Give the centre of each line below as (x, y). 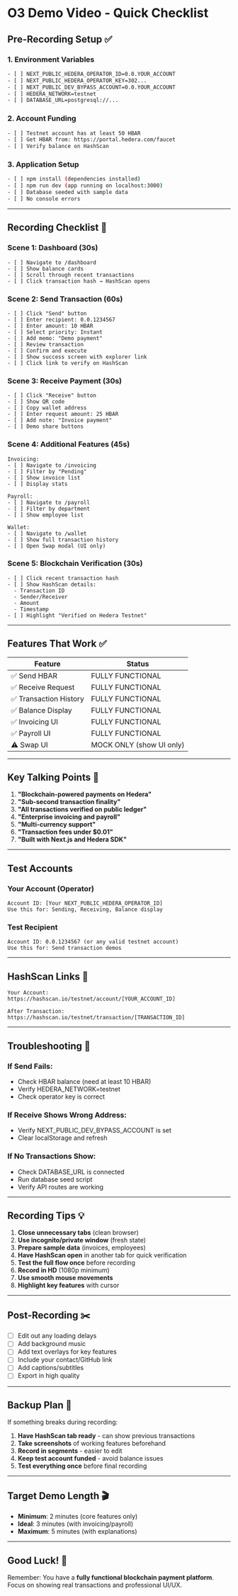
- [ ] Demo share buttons (45, 426)
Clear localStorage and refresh (62, 1138)
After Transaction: (36, 1012)
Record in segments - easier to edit (70, 1451)
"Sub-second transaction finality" (69, 802)
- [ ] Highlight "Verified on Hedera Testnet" (77, 615)
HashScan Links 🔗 (48, 977)
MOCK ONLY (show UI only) (138, 745)
